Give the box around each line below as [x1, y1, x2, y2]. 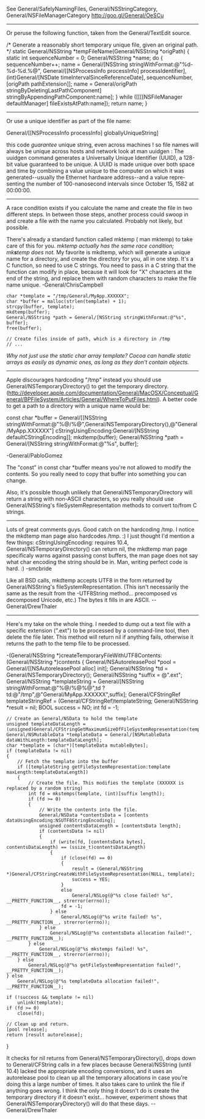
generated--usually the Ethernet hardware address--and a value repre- [6, 174, 186, 181]
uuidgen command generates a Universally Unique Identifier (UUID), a [6, 154, 182, 161]
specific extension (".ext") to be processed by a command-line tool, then [6, 627, 189, 634]
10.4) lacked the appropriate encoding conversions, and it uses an [6, 1068, 173, 1074]
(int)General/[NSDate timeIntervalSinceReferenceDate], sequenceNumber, [6, 73, 193, 81]
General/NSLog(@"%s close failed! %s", [71, 892, 173, 899]
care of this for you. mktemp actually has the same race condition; [6, 242, 174, 249]
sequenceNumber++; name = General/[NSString [6, 61, 128, 68]
